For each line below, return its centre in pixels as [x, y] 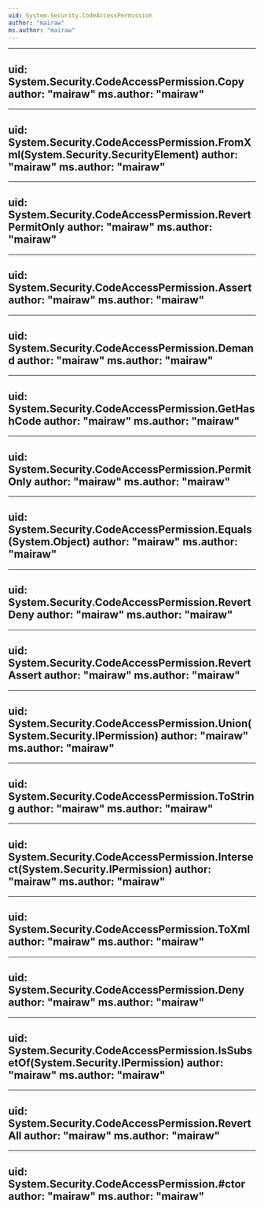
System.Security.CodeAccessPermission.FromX [130, 142]
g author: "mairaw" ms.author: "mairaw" [111, 808]
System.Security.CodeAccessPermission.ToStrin [131, 796]
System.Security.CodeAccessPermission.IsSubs [130, 1050]
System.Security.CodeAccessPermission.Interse [131, 857]
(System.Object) [49, 542]
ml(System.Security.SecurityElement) [104, 154]
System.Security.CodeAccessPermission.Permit [130, 469]
